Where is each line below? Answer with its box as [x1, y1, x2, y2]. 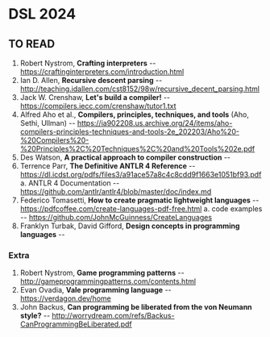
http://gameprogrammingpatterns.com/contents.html [19, 277, 196, 286]
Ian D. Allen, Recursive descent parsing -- [19, 76, 163, 85]
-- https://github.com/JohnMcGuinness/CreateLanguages [19, 213, 212, 222]
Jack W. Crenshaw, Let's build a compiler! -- [19, 93, 171, 102]
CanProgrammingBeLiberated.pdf [19, 319, 133, 329]
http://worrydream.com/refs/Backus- [52, 311, 175, 321]
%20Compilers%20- [19, 135, 89, 145]
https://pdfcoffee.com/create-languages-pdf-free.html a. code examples [19, 204, 263, 214]
